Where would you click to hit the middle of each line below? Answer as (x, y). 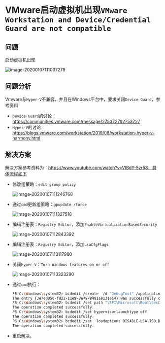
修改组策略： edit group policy (44, 184)
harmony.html (26, 138)
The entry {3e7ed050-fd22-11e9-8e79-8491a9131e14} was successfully (84, 298)
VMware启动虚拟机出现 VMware (66, 10)
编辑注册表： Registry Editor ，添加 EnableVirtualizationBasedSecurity (85, 224)
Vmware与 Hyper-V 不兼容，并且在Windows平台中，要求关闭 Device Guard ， (81, 99)
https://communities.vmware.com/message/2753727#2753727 (76, 121)
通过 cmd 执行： (26, 284)
